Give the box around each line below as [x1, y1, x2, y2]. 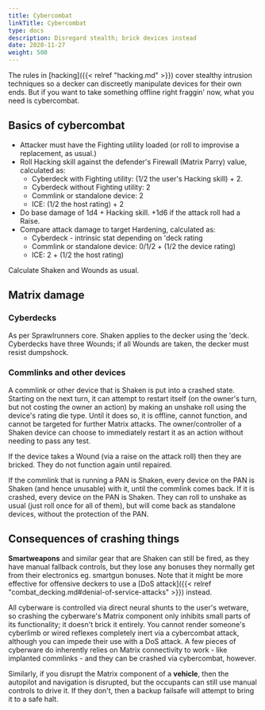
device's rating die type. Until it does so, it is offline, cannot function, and [8, 411, 248, 420]
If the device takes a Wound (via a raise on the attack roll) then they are [8, 451, 242, 461]
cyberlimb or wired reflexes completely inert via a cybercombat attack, [8, 628, 240, 638]
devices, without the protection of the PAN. [8, 509, 149, 518]
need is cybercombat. [8, 96, 80, 105]
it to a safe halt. [8, 694, 59, 704]
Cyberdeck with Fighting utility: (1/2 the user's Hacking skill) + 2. [31, 174, 244, 183]
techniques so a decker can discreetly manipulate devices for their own [8, 79, 242, 88]
